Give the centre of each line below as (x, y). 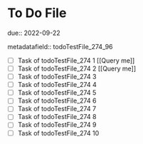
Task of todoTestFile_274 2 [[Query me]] (77, 68)
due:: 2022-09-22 (34, 33)
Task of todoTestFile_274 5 (57, 93)
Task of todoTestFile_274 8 (57, 117)
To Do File (37, 13)
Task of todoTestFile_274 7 (57, 109)
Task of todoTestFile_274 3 (57, 77)
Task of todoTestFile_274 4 (57, 85)
